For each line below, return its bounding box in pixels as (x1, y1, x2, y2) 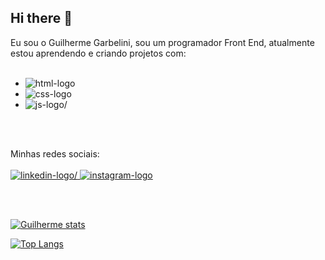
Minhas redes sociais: (10, 147, 100, 160)
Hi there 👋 (10, 10, 73, 27)
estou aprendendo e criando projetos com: (10, 47, 187, 59)
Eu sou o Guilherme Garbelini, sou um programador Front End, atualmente (10, 36, 315, 48)
